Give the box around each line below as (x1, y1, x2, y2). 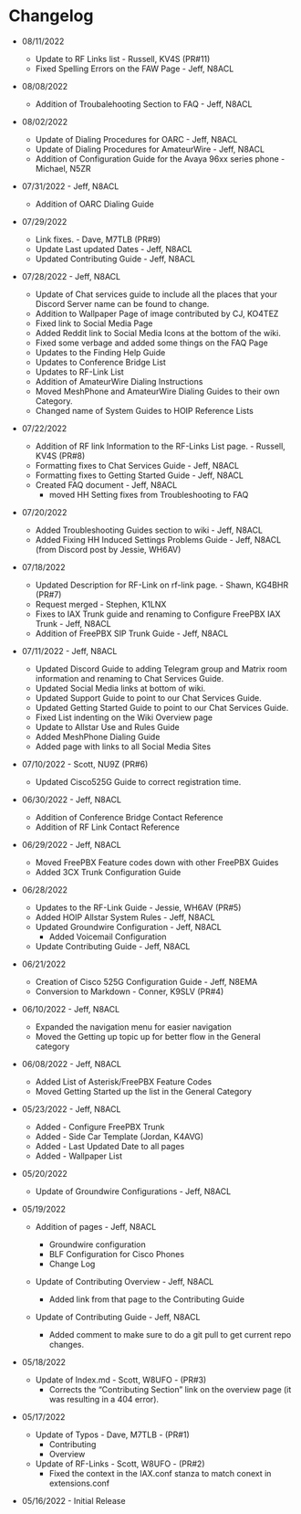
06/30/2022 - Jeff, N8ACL (21, 794, 122, 805)
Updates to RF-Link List (35, 366, 124, 377)
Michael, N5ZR (35, 163, 91, 174)
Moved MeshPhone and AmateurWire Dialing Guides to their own (35, 386, 280, 397)
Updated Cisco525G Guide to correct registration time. (35, 776, 242, 787)
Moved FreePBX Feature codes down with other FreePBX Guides (35, 856, 279, 868)
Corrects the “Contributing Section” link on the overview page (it (48, 1383, 292, 1394)
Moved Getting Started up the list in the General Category (35, 1085, 253, 1096)
